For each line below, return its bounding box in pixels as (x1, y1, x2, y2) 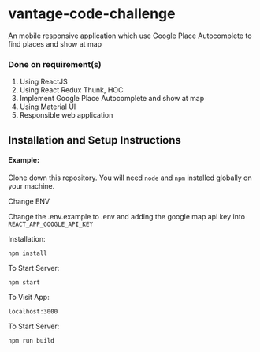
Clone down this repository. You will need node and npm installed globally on (8, 173, 252, 182)
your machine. (8, 181, 55, 190)
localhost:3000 (8, 307, 58, 316)
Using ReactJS (19, 77, 69, 87)
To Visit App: (8, 292, 50, 301)
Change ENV (8, 197, 50, 206)
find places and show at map (8, 39, 102, 48)
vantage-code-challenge (8, 5, 176, 23)
